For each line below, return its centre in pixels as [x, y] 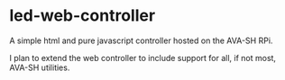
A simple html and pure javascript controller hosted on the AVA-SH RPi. [141, 40]
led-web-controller [83, 16]
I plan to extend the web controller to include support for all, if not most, [143, 58]
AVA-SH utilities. [40, 67]
